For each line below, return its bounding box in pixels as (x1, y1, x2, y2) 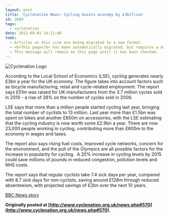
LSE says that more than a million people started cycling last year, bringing (5, 104, 160, 110)
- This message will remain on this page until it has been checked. (10, 49, 158, 54)
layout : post (5, 7, 33, 13)
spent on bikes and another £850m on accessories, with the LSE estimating (5, 115, 162, 121)
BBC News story (5, 192, 39, 198)
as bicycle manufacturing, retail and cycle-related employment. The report (5, 83, 159, 89)
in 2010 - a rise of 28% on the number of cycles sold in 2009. (5, 94, 133, 100)
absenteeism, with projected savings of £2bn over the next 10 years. (5, 182, 147, 188)
